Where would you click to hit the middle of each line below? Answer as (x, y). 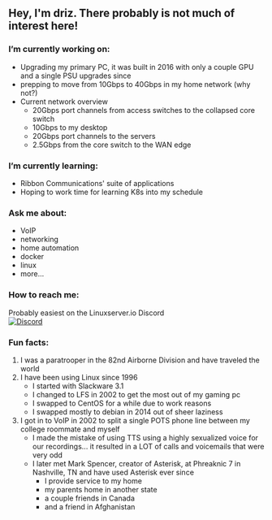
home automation (50, 248)
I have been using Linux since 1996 (79, 377)
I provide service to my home (93, 481)
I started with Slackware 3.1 (78, 386)
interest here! (43, 26)
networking (39, 240)
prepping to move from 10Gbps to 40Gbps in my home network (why (135, 84)
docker (32, 257)
